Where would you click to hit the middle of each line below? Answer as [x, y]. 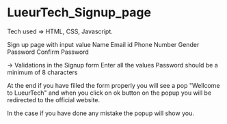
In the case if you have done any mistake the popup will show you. [101, 113]
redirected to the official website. [54, 99]
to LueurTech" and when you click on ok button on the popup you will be [109, 93]
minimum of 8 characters [42, 72]
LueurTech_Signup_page [79, 13]
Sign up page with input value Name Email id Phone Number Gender [103, 44]
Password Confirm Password [48, 52]
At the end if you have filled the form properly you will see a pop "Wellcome [113, 85]
